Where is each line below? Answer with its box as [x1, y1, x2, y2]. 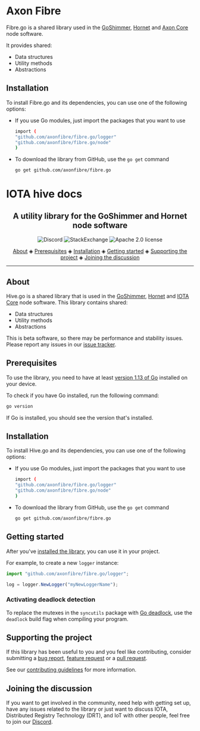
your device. [6, 380, 37, 388]
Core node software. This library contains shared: [6, 299, 128, 306]
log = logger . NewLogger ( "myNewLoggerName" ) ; [6, 582, 118, 588]
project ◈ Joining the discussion [60, 254, 140, 261]
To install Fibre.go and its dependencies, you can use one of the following [6, 99, 187, 106]
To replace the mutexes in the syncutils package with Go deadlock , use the [6, 609, 192, 616]
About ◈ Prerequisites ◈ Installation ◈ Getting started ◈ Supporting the [12, 248, 187, 255]
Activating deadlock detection [6, 595, 96, 604]
